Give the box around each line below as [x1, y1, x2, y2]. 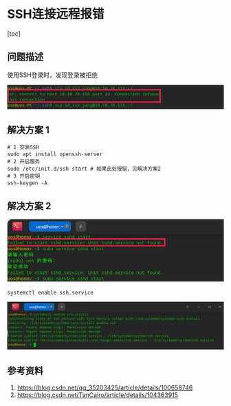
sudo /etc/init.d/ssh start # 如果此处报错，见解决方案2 [7, 166, 162, 173]
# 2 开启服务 [7, 158, 41, 165]
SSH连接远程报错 [7, 6, 104, 22]
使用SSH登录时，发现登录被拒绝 [7, 70, 98, 79]
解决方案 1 [7, 124, 50, 136]
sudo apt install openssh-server [7, 151, 103, 158]
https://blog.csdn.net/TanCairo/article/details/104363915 [16, 391, 179, 399]
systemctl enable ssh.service [7, 290, 94, 297]
